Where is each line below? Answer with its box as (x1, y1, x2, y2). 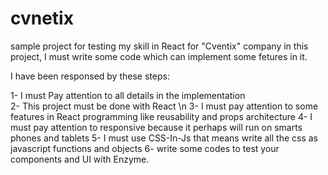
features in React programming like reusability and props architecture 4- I (10, 110, 313, 122)
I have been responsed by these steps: (10, 70, 170, 82)
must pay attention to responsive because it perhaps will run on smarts (10, 121, 303, 133)
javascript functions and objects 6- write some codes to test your (10, 142, 280, 154)
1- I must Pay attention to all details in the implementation (10, 89, 246, 101)
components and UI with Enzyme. (10, 153, 150, 165)
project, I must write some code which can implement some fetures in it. (10, 50, 308, 62)
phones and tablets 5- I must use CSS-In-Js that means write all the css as (10, 132, 318, 144)
